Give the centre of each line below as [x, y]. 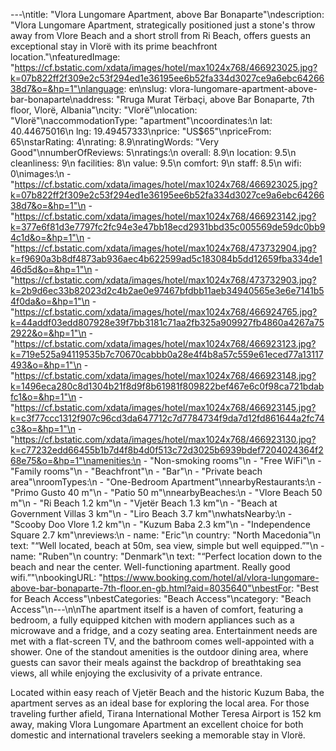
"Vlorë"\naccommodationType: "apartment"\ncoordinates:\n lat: [141, 120]
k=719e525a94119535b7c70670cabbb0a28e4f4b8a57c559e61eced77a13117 [167, 354]
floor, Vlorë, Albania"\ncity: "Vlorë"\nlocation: [104, 110]
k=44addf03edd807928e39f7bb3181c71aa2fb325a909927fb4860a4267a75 [167, 322]
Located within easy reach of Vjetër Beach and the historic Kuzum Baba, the [167, 692]
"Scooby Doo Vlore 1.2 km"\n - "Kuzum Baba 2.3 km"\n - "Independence [160, 524]
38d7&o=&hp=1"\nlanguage [67, 88]
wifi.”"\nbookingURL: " [56, 577]
